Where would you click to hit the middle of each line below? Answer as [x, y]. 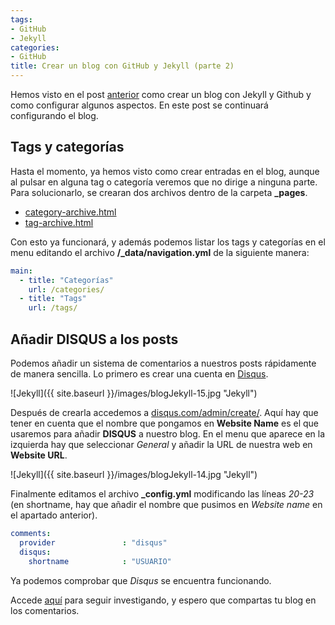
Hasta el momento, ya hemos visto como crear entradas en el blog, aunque [165, 171]
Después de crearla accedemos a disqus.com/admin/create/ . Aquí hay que [164, 412]
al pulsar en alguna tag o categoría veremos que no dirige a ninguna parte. [164, 182]
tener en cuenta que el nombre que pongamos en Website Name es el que [164, 423]
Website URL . [39, 455]
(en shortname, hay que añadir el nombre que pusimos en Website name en [166, 504]
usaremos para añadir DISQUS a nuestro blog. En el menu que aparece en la [168, 434]
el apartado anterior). [54, 515]
